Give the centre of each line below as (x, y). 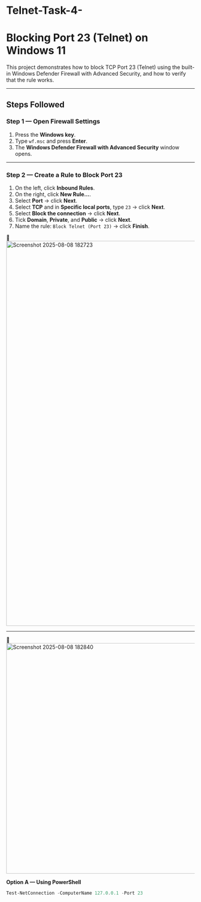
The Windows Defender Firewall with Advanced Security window (97, 147)
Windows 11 (36, 51)
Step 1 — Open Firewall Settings (53, 122)
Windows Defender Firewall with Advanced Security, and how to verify (99, 74)
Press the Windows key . (45, 134)
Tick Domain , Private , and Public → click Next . (73, 220)
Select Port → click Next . (46, 201)
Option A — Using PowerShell (44, 882)
